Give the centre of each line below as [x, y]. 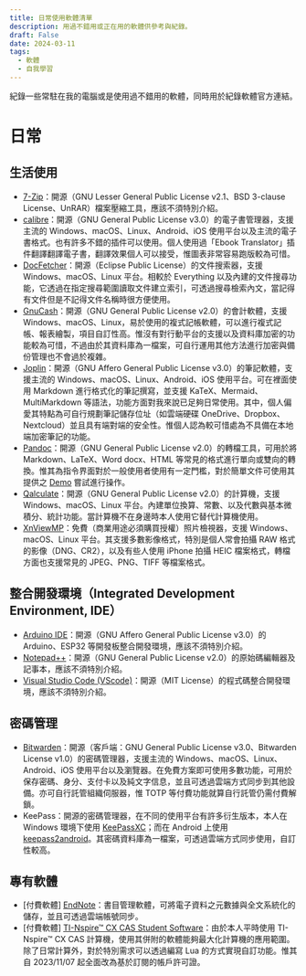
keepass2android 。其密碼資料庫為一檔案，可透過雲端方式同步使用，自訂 [159, 838]
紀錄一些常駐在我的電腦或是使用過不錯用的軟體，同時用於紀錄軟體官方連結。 [153, 96]
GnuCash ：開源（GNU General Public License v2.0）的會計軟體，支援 [155, 311]
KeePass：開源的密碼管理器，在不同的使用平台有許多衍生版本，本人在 [155, 815]
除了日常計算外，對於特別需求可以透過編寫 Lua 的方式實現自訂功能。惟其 [160, 950]
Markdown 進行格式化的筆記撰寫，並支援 [111, 390]
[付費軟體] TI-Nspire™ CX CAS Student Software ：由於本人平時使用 [149, 928]
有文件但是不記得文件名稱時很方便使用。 [99, 299]
